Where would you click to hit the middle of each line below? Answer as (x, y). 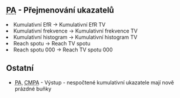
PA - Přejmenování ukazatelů (60, 10)
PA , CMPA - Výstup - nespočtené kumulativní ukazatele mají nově (94, 82)
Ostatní (20, 68)
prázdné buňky (33, 89)
